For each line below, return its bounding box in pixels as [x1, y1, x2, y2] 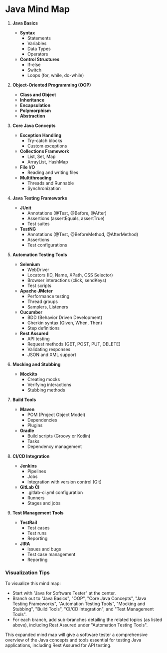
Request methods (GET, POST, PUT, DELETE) [27, 341, 121, 347]
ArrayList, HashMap [27, 158, 68, 164]
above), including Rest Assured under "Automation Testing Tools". [12, 622, 148, 628]
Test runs [27, 530, 47, 536]
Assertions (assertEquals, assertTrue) [27, 215, 105, 221]
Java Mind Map [5, 3, 70, 15]
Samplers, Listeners [27, 303, 68, 309]
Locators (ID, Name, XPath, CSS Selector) [27, 271, 113, 278]
